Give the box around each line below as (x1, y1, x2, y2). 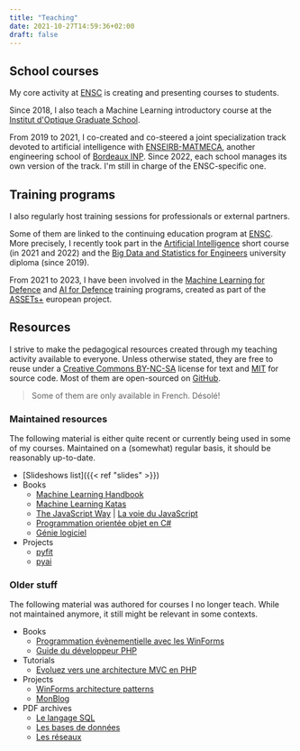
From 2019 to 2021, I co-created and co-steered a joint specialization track (9, 132, 286, 143)
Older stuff (9, 579, 59, 591)
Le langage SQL (35, 712, 95, 723)
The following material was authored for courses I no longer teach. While (9, 599, 279, 610)
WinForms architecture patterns (35, 683, 155, 695)
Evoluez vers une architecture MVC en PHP (35, 664, 197, 675)
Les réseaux (35, 732, 82, 743)
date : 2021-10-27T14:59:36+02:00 (9, 22, 135, 31)
